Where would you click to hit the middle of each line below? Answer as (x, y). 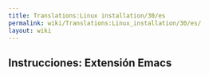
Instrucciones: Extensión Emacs (90, 63)
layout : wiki (30, 30)
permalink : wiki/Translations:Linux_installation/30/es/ (105, 23)
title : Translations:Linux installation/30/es (87, 16)
